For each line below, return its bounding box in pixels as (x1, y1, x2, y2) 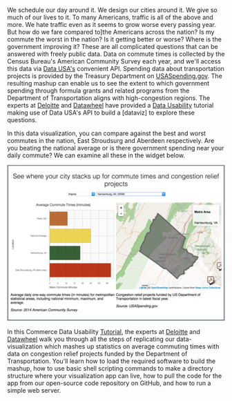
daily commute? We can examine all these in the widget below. (7, 151, 185, 159)
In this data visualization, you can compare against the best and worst (7, 129, 206, 137)
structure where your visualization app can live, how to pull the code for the (7, 372, 222, 380)
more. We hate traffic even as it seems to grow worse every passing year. (7, 21, 216, 28)
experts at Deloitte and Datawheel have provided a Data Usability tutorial (7, 101, 214, 109)
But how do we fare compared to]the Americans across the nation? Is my (7, 28, 215, 36)
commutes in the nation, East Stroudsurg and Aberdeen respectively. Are (7, 137, 215, 144)
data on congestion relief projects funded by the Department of (7, 350, 188, 358)
